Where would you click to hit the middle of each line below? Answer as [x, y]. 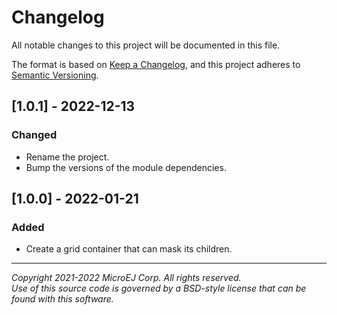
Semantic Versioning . [55, 75]
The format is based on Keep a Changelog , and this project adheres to [156, 64]
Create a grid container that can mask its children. [129, 249]
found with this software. [62, 299]
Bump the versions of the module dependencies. [126, 167]
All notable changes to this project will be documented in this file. [146, 45]
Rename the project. [67, 157]
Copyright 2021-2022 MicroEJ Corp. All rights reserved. [126, 278]
